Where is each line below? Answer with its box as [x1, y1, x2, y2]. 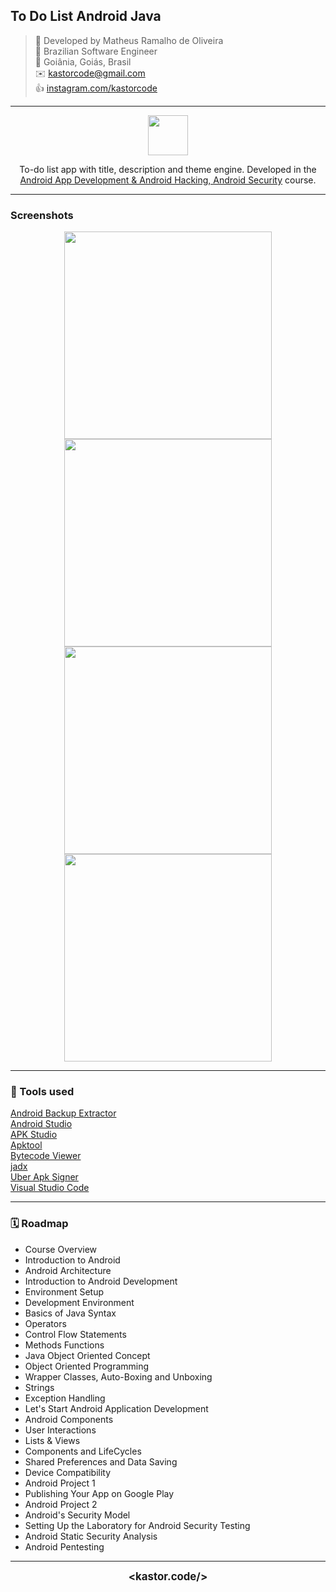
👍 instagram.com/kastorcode [34, 82, 158, 94]
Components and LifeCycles [24, 1445, 142, 1457]
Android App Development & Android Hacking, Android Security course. [19, 174, 317, 186]
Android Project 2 [24, 1498, 98, 1510]
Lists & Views [24, 1434, 81, 1446]
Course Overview [24, 1243, 98, 1255]
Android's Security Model [24, 1509, 131, 1521]
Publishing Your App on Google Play [24, 1487, 175, 1499]
